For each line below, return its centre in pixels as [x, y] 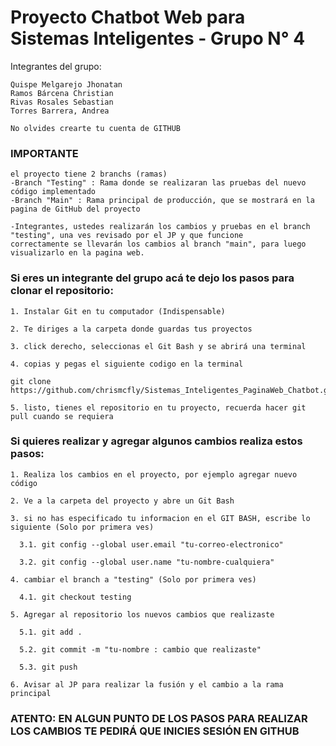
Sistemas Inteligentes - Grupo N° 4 [158, 38]
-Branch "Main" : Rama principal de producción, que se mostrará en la [162, 201]
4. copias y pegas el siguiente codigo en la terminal [127, 364]
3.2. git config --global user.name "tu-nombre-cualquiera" [147, 562]
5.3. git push [48, 667]
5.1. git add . [51, 632]
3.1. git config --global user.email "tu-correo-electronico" [151, 544]
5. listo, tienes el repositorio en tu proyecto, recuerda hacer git [158, 407]
